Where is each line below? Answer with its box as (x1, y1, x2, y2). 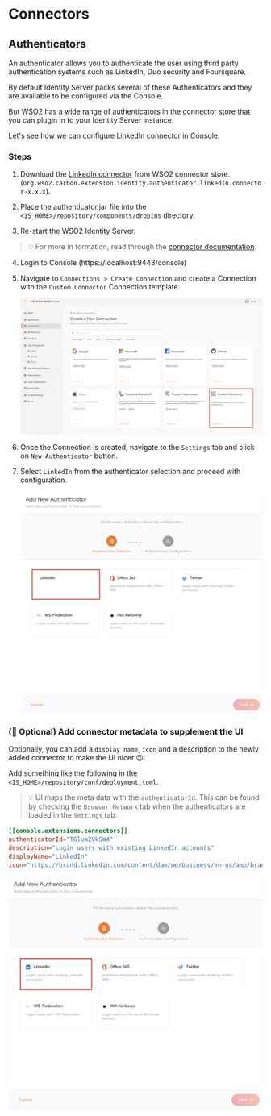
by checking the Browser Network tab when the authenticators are (27, 802, 246, 811)
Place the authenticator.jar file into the (19, 202, 147, 212)
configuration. (19, 475, 67, 485)
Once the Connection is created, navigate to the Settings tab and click (19, 443, 256, 452)
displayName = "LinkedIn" (8, 852, 89, 860)
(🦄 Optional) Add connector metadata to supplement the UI (8, 726, 244, 737)
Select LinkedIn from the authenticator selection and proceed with (19, 467, 241, 477)
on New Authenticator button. (19, 451, 119, 460)
